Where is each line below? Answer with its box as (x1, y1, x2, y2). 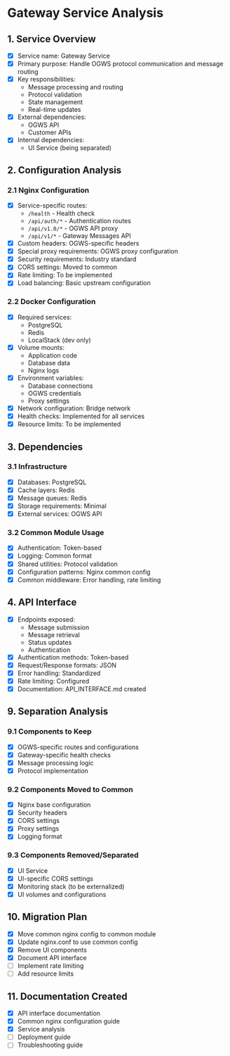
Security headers (17, 808, 68, 817)
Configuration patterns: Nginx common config (17, 567, 151, 576)
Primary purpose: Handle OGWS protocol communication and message (17, 60, 224, 68)
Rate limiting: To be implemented (17, 271, 112, 279)
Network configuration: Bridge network (17, 403, 131, 413)
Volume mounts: (17, 343, 65, 351)
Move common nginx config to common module (17, 929, 156, 938)
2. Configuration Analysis (7, 164, 122, 176)
